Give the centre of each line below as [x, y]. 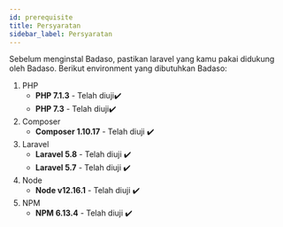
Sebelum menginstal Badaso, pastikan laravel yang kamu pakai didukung [142, 59]
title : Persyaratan [45, 26]
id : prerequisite [41, 17]
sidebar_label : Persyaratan [61, 34]
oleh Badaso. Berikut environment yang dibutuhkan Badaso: [118, 68]
